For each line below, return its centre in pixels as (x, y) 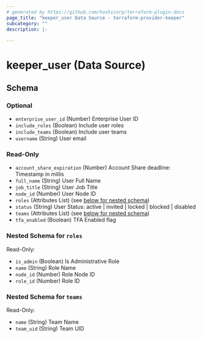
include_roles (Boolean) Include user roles (69, 125)
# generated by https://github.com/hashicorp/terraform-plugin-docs (95, 12)
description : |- (27, 29)
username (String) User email (51, 138)
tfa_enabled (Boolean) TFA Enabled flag (65, 220)
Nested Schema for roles (44, 236)
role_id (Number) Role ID (47, 281)
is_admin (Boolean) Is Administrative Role (67, 261)
